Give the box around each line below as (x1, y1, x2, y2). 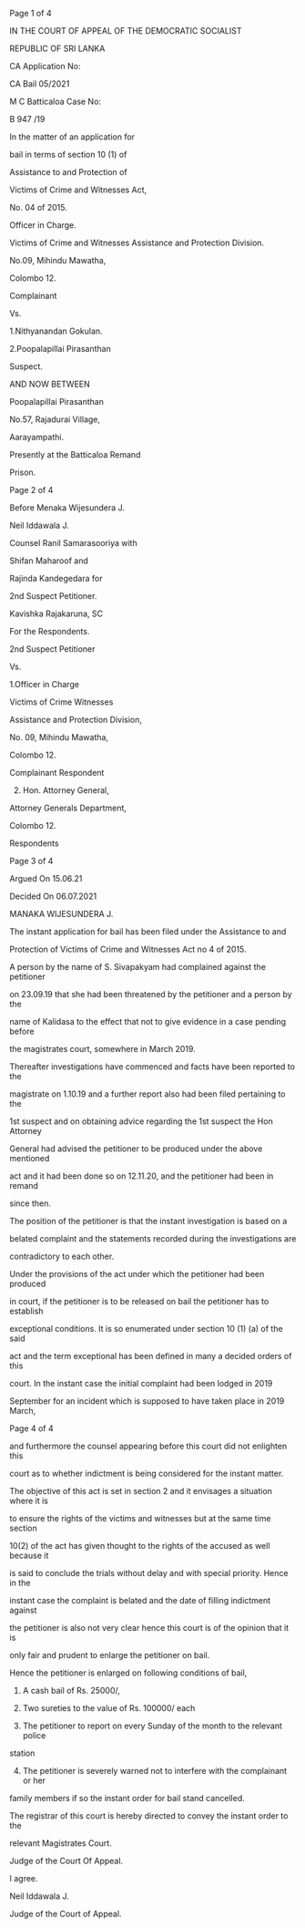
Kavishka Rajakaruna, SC (9, 608, 103, 619)
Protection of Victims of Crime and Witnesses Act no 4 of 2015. (9, 943, 247, 954)
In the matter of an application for (9, 131, 135, 142)
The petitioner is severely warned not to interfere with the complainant (22, 1766, 288, 1776)
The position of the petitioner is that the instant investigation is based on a (9, 1216, 288, 1226)
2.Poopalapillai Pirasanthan (9, 344, 111, 354)
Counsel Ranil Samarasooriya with (9, 538, 138, 548)
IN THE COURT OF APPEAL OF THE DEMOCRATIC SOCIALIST (9, 26, 242, 36)
